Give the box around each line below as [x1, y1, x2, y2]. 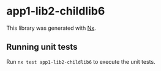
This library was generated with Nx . [6, 24, 96, 32]
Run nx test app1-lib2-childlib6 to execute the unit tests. [6, 58, 155, 65]
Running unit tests [6, 42, 78, 52]
